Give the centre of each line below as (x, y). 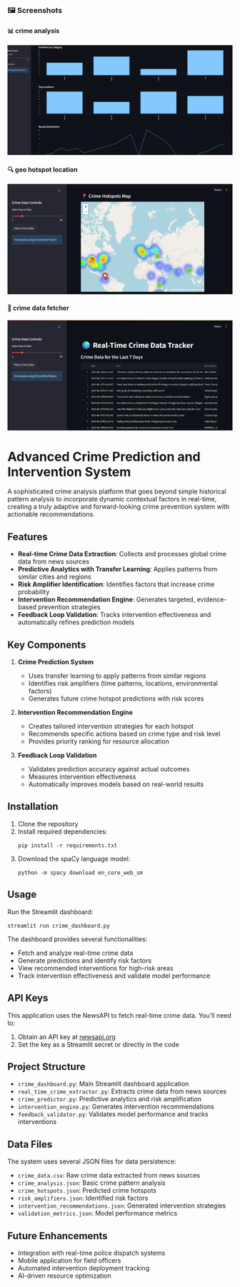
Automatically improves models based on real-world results (116, 784)
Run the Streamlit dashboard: (50, 911)
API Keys (28, 998)
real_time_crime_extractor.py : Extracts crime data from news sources (122, 1091)
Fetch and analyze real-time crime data (75, 953)
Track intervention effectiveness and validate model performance (114, 976)
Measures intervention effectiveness (82, 777)
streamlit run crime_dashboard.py (59, 926)
